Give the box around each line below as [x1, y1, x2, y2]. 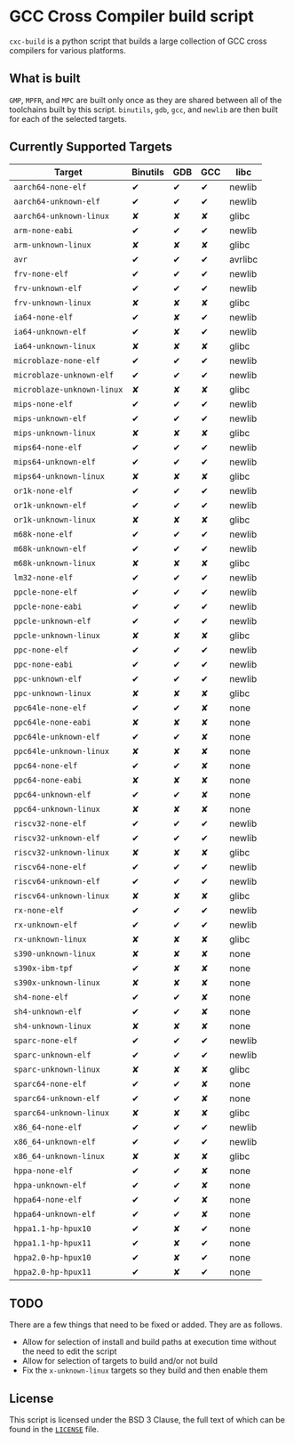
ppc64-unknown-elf [13, 790, 91, 799]
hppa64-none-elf [13, 1195, 83, 1204]
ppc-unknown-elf [13, 674, 83, 684]
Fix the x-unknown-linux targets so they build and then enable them [21, 1365, 268, 1376]
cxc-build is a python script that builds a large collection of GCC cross [9, 36, 268, 46]
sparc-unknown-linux [13, 1064, 100, 1074]
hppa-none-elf [13, 1165, 74, 1176]
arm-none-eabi [13, 225, 74, 235]
